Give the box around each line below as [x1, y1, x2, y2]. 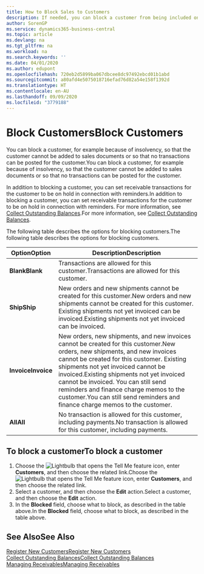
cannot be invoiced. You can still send [58, 377, 166, 386]
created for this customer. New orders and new [58, 292, 191, 300]
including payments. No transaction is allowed [58, 418, 188, 426]
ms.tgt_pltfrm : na [6, 43, 53, 49]
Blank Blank [9, 266, 42, 275]
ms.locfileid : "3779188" [6, 99, 69, 105]
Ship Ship [9, 303, 36, 311]
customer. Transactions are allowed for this [58, 266, 180, 275]
